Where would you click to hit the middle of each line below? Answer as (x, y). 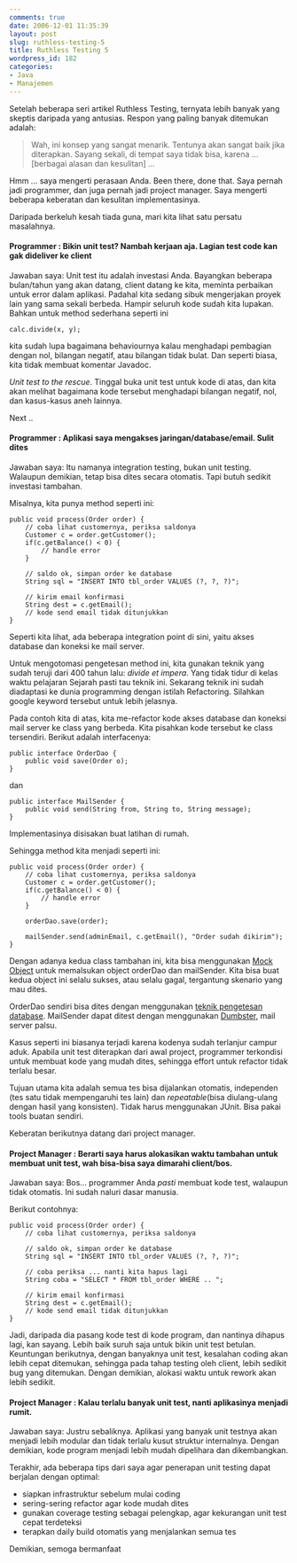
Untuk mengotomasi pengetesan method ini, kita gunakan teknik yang (137, 664)
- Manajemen (31, 83)
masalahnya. (32, 226)
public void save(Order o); (77, 762)
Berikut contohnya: (44, 1209)
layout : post (33, 34)
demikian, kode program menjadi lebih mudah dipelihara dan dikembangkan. (149, 1450)
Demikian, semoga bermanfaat (65, 1549)
